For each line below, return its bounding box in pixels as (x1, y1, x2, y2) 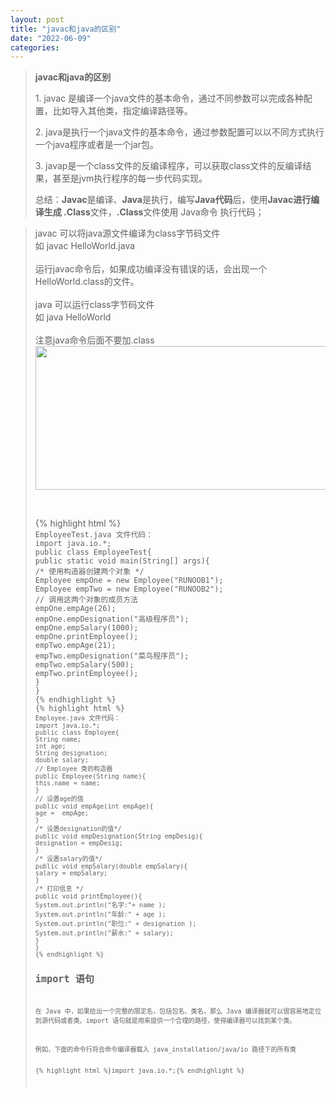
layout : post (10, 14, 65, 25)
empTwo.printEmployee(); (34, 669, 139, 679)
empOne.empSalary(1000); (34, 623, 139, 633)
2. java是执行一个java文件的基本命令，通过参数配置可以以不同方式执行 (34, 126, 325, 138)
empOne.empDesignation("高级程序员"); (34, 614, 190, 625)
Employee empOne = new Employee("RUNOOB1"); (34, 576, 224, 586)
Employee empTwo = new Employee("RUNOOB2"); (34, 584, 224, 595)
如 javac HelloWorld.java (34, 240, 136, 252)
